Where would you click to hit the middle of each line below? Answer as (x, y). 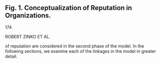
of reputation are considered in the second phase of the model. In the (75, 46)
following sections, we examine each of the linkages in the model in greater (81, 51)
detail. (11, 56)
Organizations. (28, 16)
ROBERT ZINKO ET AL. (28, 36)
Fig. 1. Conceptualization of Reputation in (69, 8)
